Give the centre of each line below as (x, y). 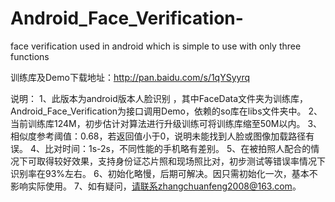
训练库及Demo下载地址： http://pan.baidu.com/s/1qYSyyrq (130, 77)
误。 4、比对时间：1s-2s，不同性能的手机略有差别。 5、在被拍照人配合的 (161, 148)
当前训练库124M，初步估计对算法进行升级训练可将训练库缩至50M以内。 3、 (166, 123)
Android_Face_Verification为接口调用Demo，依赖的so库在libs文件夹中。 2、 (166, 111)
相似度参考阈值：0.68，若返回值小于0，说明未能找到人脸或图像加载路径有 (162, 136)
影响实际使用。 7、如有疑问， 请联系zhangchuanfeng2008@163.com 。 (156, 186)
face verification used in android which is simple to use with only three (156, 46)
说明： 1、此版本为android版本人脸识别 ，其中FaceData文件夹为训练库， (159, 98)
